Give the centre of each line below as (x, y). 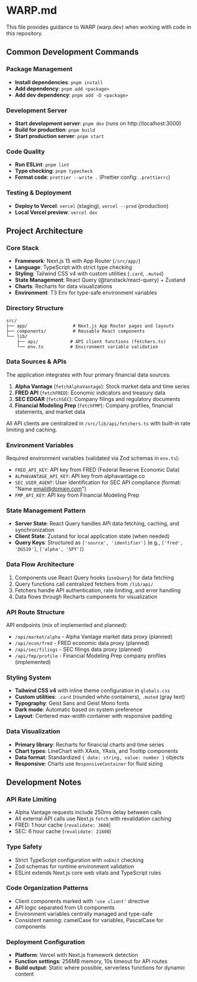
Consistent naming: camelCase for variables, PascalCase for (89, 920)
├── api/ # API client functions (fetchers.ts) (92, 341)
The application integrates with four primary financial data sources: (88, 375)
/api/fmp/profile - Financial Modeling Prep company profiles (90, 656)
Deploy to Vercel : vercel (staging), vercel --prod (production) (92, 206)
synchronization (35, 530)
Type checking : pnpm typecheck (54, 171)
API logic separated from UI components (65, 907)
